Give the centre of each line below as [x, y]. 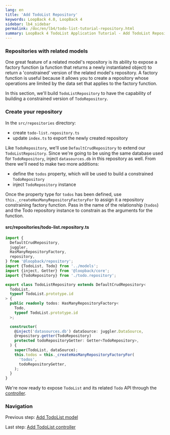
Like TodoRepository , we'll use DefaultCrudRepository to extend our [75, 148]
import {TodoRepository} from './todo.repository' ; [61, 275]
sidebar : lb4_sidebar [28, 24]
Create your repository [34, 112]
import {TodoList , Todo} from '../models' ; [52, 266]
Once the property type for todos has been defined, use [63, 194]
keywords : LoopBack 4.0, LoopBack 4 [44, 19]
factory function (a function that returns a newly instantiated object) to [79, 67]
